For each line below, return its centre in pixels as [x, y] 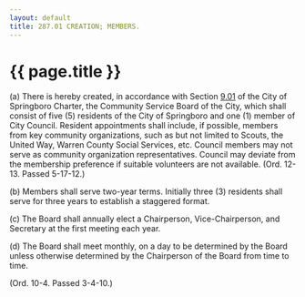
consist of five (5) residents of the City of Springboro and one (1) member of [152, 116]
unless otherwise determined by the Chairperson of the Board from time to [149, 256]
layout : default [40, 18]
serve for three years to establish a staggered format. [110, 201]
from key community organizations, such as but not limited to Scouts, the [147, 135]
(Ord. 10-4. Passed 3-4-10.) [61, 283]
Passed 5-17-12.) [53, 174]
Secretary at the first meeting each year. [85, 229]
